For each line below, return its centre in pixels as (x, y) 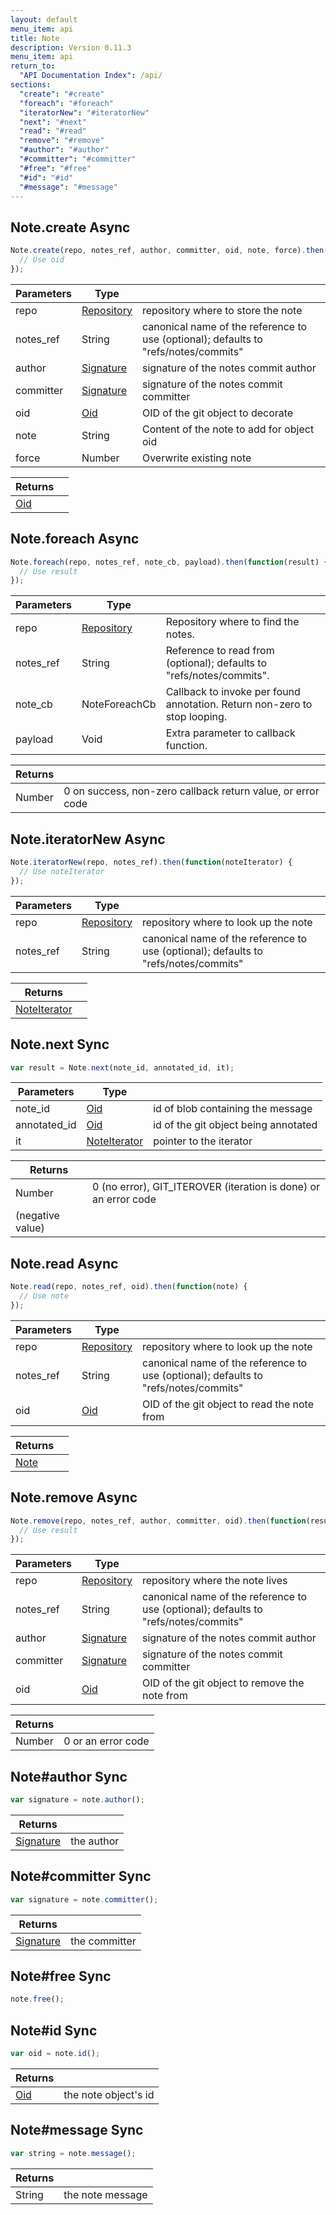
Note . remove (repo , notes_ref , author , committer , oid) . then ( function (158, 1521)
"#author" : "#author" (64, 150)
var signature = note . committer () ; (84, 1899)
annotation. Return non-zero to (239, 704)
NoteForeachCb (119, 704)
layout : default (44, 19)
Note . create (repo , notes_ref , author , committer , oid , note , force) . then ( (169, 251)
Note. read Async (64, 1263)
